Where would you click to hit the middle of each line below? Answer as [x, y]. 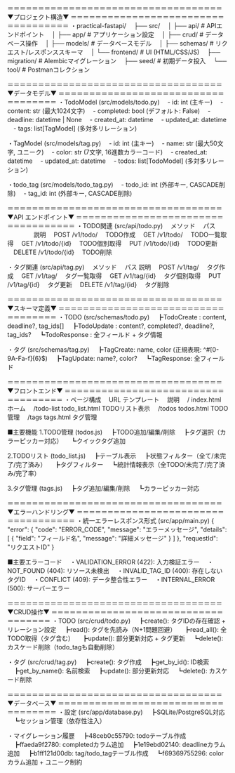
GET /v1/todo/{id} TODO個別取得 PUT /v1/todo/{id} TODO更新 [119, 243]
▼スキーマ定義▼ [32, 308]
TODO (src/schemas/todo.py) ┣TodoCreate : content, [145, 317]
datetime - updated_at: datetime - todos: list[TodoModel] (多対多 [107, 161]
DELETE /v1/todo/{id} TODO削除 [62, 252]
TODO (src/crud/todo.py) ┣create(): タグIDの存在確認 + [142, 621]
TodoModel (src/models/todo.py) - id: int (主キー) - [144, 102]
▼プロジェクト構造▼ [38, 17]
